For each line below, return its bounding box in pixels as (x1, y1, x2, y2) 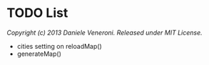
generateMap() (16, 49, 62, 58)
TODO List (6, 5, 68, 21)
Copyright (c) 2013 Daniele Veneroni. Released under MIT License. (6, 28, 203, 37)
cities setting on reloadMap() (16, 42, 102, 50)
